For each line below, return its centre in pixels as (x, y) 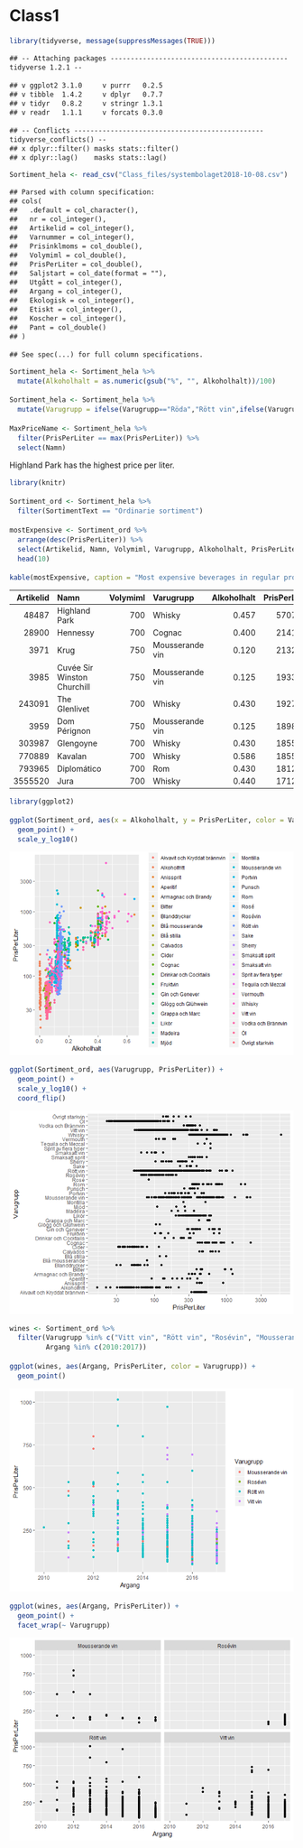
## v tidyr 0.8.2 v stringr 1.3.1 (87, 103)
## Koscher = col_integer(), (68, 318)
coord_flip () (42, 1098)
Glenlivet (73, 709)
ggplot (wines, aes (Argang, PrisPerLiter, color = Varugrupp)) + (133, 1367)
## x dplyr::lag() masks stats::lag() (88, 158)
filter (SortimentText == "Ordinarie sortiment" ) (110, 511)
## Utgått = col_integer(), (66, 282)
